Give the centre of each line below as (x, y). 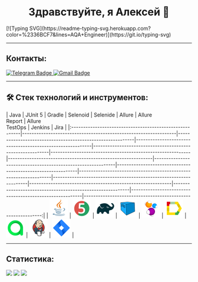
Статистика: (30, 259)
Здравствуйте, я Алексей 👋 (99, 12)
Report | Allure (24, 121)
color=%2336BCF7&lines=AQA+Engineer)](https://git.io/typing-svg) (89, 34)
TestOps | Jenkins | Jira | (37, 127)
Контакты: (27, 59)
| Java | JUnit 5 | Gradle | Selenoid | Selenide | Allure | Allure (79, 115)
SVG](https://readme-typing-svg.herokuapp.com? (90, 28)
